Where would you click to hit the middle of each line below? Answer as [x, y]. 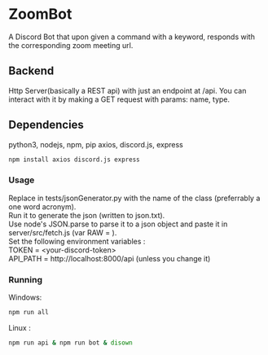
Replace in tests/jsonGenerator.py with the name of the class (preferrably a [134, 198]
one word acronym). [42, 206]
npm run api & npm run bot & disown [70, 343]
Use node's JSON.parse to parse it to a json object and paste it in [118, 224]
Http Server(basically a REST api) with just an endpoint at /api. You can [127, 90]
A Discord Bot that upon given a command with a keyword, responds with [132, 37]
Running [26, 279]
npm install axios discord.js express [74, 160]
